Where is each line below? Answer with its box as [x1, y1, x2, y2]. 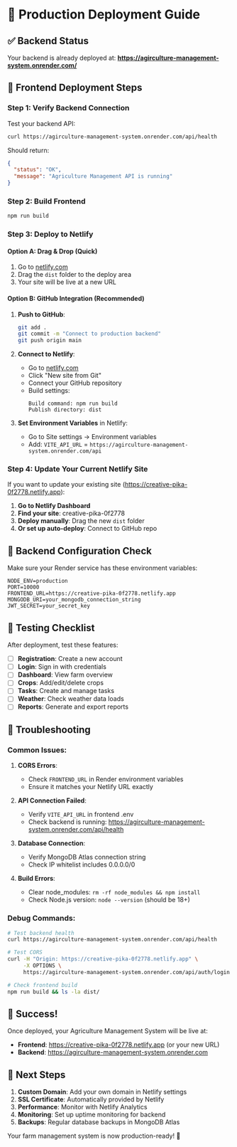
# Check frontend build [7, 981, 78, 988]
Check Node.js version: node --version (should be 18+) [28, 896, 190, 904]
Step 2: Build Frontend [7, 196, 87, 206]
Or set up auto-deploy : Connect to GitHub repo [17, 524, 158, 533]
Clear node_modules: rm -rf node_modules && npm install [28, 888, 201, 897]
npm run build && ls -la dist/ [7, 988, 100, 995]
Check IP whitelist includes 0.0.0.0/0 [28, 860, 136, 869]
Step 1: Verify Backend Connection [7, 103, 130, 113]
